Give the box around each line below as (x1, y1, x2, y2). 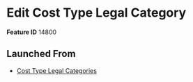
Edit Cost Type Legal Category (6, 5, 187, 21)
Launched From (6, 48, 76, 60)
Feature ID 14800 (6, 28, 57, 36)
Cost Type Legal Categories (16, 66, 97, 74)
